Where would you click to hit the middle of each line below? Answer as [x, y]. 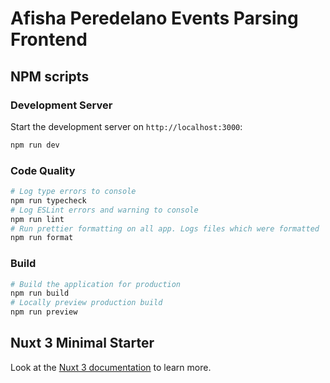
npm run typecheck [48, 200]
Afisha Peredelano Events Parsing [154, 18]
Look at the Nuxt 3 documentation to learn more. [111, 367]
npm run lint [37, 219]
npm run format [42, 238]
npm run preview [44, 312]
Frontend [49, 39]
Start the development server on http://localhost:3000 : [126, 126]
